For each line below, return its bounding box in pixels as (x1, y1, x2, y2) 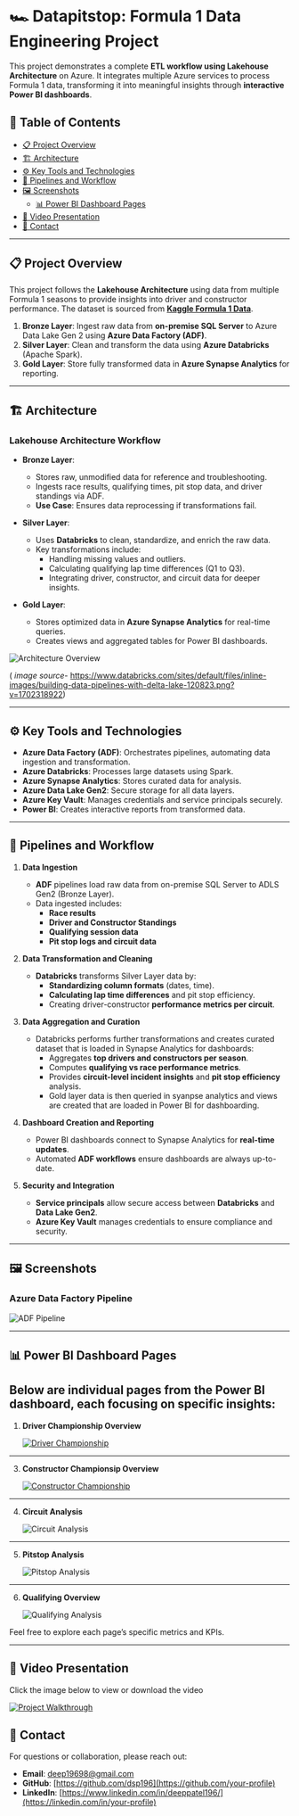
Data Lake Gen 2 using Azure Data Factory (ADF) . (21, 330, 207, 341)
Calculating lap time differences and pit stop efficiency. (48, 989, 255, 1000)
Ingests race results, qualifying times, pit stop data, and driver (35, 482, 263, 492)
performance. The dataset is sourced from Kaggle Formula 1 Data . (9, 303, 254, 314)
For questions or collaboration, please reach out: (9, 1751, 188, 1762)
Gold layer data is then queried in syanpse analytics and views (48, 1090, 278, 1101)
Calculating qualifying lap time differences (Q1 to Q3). (48, 563, 246, 574)
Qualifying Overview (21, 1592, 101, 1603)
